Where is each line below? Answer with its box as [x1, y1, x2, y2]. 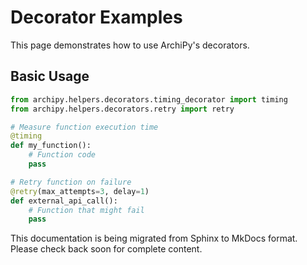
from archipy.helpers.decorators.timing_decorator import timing [10, 94, 288, 105]
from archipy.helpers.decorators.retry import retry [10, 104, 235, 114]
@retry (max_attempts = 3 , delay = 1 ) [10, 186, 150, 196]
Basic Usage [10, 68, 90, 85]
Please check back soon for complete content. [10, 243, 203, 255]
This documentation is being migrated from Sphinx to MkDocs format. [10, 232, 298, 245]
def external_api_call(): [10, 196, 118, 206]
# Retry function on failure [10, 177, 132, 187]
